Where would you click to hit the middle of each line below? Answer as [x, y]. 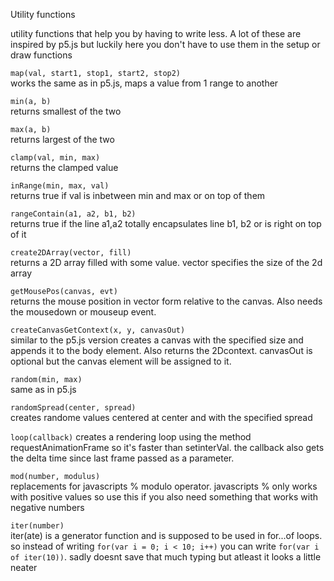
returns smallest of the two [66, 111]
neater [24, 567]
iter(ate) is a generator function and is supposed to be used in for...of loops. [166, 535]
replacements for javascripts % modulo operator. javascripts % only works [164, 486]
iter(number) [37, 526]
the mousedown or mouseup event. [83, 312]
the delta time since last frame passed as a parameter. [122, 458]
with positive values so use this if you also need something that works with [164, 497]
